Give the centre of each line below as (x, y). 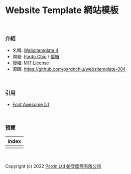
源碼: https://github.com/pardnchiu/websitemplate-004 (69, 69)
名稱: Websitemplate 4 (35, 50)
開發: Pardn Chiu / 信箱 (36, 57)
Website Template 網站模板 (62, 10)
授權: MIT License (31, 63)
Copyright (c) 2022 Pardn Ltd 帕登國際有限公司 (53, 166)
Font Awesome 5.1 (31, 104)
